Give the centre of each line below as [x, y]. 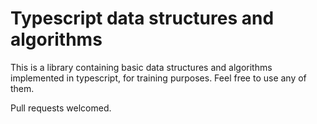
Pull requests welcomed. [61, 108]
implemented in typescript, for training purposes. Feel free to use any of [158, 78]
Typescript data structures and [142, 18]
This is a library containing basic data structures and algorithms [141, 67]
